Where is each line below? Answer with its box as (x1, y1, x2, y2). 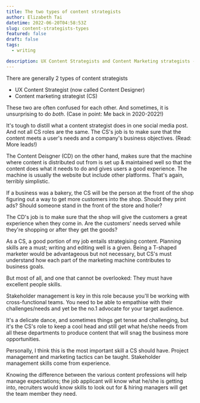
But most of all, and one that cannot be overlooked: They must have (6, 274, 173, 282)
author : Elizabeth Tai (6, 14, 62, 20)
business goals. (6, 263, 45, 270)
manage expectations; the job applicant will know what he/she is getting (6, 377, 183, 385)
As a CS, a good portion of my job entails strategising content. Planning (6, 238, 182, 245)
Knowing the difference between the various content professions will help (6, 371, 187, 378)
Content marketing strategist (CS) (14, 92, 98, 99)
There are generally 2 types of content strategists (6, 74, 128, 82)
